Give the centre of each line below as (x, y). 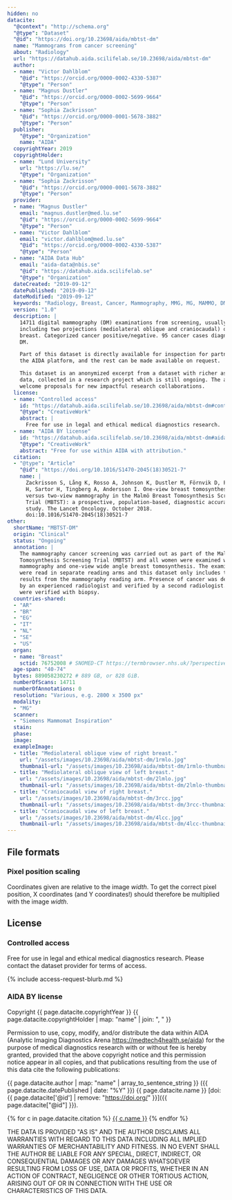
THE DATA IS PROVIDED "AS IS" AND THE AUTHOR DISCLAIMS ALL (104, 1131)
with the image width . (38, 902)
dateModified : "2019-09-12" (54, 297)
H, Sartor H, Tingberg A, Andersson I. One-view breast (107, 489)
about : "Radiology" (41, 53)
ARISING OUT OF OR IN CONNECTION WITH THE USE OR (90, 1183)
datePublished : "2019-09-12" (55, 290)
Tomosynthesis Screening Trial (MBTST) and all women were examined (120, 560)
